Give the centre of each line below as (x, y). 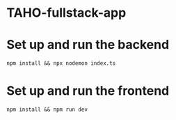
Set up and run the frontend (88, 91)
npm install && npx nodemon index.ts (61, 63)
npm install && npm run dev (47, 110)
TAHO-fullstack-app (66, 13)
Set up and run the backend (88, 45)
